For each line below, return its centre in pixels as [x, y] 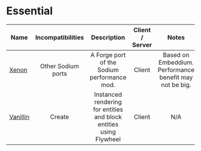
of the [108, 62]
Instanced [108, 94]
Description [108, 37]
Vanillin [19, 116]
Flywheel [108, 139]
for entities [108, 109]
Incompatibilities [60, 37]
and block [108, 116]
